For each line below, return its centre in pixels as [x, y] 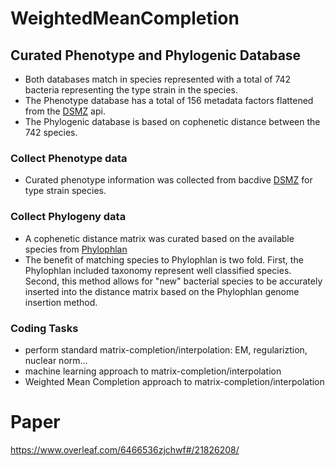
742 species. [51, 132]
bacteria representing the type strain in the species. [131, 90]
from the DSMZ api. [65, 111]
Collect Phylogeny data [68, 217]
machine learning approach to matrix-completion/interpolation [153, 371]
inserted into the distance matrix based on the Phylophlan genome [162, 291]
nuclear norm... [56, 360]
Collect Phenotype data [69, 158]
